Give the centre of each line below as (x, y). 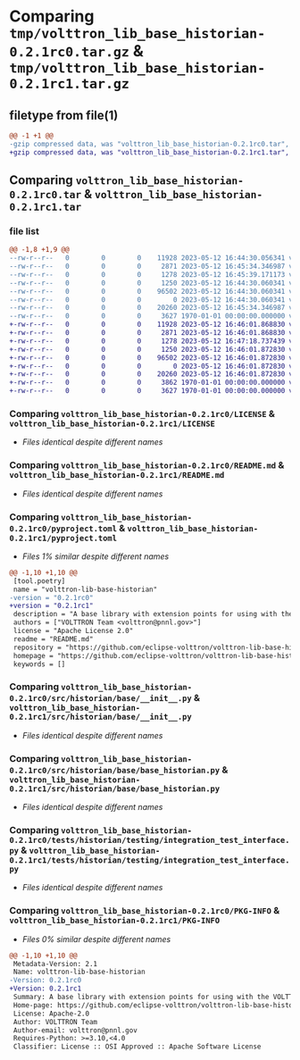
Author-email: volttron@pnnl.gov (75, 1030)
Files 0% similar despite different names (96, 939)
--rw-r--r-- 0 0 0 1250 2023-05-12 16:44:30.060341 (147, 283)
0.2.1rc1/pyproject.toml (63, 538)
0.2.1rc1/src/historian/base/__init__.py (100, 717)
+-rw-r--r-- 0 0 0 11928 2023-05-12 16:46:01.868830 (147, 325)
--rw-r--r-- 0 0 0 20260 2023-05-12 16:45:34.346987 (147, 308)
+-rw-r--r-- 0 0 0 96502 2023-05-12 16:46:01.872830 (147, 358)
